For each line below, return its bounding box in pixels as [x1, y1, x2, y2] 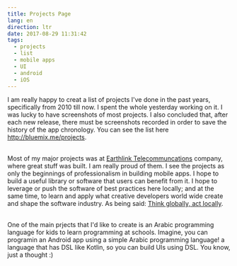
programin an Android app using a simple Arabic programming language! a [7, 236, 225, 244]
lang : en [7, 17, 33, 24]
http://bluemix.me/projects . [7, 133, 87, 141]
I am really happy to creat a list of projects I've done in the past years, [7, 96, 211, 104]
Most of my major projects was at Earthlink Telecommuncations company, [7, 154, 223, 163]
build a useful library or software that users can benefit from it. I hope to [7, 177, 218, 185]
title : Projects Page [7, 10, 71, 18]
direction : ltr [7, 23, 52, 30]
